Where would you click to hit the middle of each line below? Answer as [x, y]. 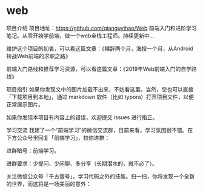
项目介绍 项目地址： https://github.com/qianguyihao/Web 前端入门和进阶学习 [101, 28]
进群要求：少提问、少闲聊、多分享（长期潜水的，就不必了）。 [82, 163]
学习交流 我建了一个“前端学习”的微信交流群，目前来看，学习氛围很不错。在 [100, 130]
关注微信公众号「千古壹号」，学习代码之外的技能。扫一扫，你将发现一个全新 [101, 176]
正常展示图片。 [25, 104]
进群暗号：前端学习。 [33, 150]
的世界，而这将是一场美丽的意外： [49, 184]
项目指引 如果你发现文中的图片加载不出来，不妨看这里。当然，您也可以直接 [100, 89]
